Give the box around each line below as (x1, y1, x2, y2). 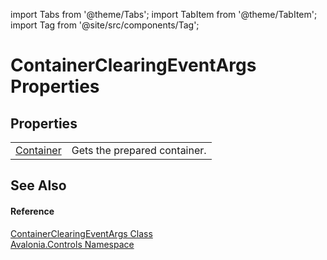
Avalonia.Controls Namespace (10, 238, 135, 250)
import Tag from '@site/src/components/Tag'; (10, 19, 200, 31)
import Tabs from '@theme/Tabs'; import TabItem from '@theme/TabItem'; (10, 9, 318, 20)
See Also (10, 177, 67, 194)
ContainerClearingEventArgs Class (10, 227, 153, 239)
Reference (10, 205, 55, 217)
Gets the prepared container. (71, 144, 207, 157)
